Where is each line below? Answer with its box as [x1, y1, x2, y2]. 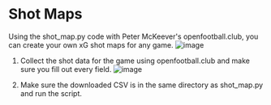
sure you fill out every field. [19, 64, 112, 73]
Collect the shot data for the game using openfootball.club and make [19, 56, 250, 65]
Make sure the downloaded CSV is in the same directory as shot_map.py [19, 80, 264, 90]
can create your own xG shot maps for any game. [8, 40, 174, 49]
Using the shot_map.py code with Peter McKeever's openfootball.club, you [8, 31, 259, 41]
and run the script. [19, 88, 83, 98]
